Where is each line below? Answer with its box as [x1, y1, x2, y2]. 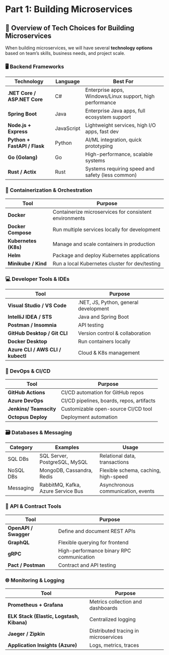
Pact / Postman [8, 561, 45, 568]
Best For [113, 78, 134, 85]
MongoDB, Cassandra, [39, 467, 93, 474]
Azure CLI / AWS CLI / [8, 346, 61, 353]
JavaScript [55, 125, 80, 132]
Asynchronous [99, 482, 134, 489]
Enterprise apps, [85, 87, 124, 94]
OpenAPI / [8, 524, 33, 531]
